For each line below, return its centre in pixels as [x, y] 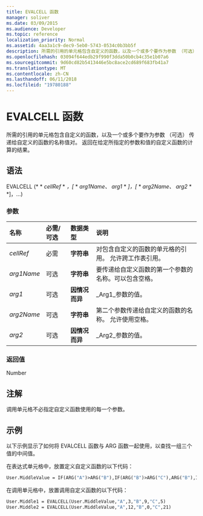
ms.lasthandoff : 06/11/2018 [42, 79]
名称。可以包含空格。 [126, 279]
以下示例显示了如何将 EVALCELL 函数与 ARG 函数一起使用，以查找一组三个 [99, 446]
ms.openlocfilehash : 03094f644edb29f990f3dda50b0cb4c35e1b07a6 [88, 57]
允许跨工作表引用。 [137, 258]
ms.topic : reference [32, 34]
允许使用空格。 [131, 319]
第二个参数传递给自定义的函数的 [141, 310]
